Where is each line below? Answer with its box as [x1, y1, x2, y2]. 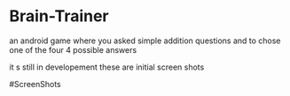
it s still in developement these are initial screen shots [9, 62, 205, 72]
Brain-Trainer [9, 6, 109, 26]
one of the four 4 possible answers [9, 44, 137, 55]
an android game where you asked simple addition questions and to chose [9, 35, 281, 46]
